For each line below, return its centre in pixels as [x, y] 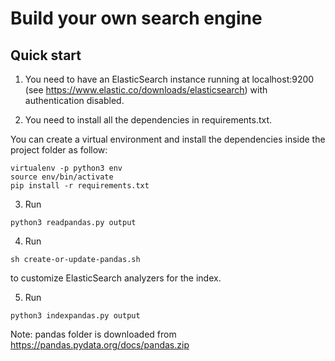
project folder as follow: [59, 150]
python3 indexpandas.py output [75, 316]
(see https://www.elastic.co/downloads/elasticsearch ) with [146, 90]
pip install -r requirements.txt [80, 186]
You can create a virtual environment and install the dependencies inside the [168, 139]
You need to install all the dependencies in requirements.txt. [148, 120]
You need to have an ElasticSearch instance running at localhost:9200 [169, 79]
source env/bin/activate [62, 177]
